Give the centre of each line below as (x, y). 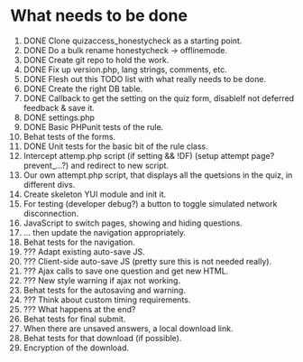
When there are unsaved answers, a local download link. (128, 328)
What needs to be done (99, 16)
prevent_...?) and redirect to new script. (96, 165)
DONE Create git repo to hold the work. (96, 60)
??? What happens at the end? (79, 309)
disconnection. (51, 213)
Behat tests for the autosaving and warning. (104, 290)
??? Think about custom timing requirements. (107, 300)
